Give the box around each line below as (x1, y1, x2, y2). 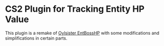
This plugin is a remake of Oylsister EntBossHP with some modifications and (5, 30, 160, 36)
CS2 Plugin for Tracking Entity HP (5, 3, 145, 15)
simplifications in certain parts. (5, 35, 68, 41)
